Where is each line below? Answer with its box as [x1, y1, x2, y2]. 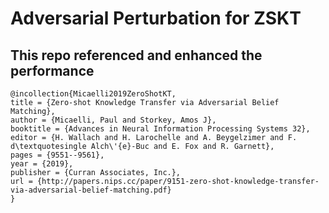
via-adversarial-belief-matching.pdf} [10, 185, 172, 195]
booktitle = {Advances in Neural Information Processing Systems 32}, [10, 124, 311, 134]
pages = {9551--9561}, [10, 150, 105, 160]
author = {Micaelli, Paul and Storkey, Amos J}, [10, 115, 217, 125]
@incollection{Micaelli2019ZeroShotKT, [10, 89, 177, 99]
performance [10, 62, 95, 79]
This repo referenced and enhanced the [10, 47, 263, 64]
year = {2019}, [10, 159, 74, 169]
